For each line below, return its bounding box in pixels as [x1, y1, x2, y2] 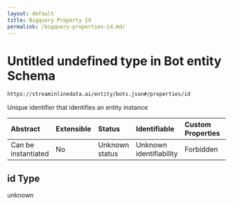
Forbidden [184, 145, 218, 154]
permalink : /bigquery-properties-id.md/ [7, 23, 126, 30]
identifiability [135, 149, 178, 158]
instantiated [10, 149, 49, 158]
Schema [7, 67, 55, 83]
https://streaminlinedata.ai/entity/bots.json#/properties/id [7, 91, 191, 98]
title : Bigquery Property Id [7, 17, 92, 24]
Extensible [55, 124, 92, 134]
